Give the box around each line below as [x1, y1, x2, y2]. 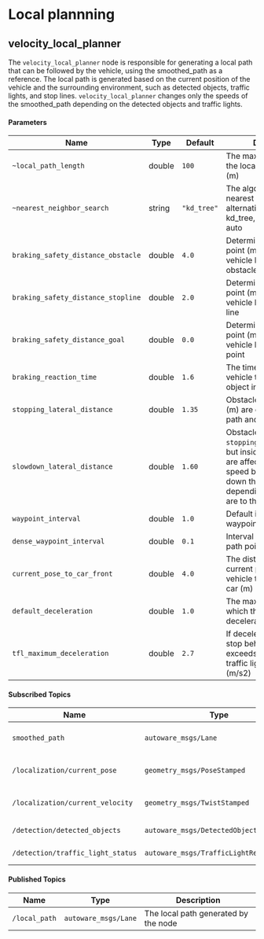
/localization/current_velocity [12, 798, 134, 808]
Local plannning [8, 6, 115, 24]
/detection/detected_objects [12, 826, 121, 835]
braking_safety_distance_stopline [12, 293, 141, 302]
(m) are [225, 404, 254, 415]
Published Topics [8, 875, 66, 884]
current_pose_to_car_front [12, 569, 113, 579]
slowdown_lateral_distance [12, 462, 113, 471]
